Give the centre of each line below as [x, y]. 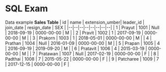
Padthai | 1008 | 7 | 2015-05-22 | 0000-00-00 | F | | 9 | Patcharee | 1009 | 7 [82, 59]
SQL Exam [27, 9]
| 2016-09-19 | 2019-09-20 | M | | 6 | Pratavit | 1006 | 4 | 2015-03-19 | [76, 48]
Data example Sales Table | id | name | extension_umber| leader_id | [75, 22]
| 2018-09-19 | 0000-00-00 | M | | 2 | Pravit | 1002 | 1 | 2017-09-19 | [74, 33]
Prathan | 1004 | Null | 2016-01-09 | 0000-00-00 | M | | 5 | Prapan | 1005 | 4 [83, 43]
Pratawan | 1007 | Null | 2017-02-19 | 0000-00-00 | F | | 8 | [99, 54]
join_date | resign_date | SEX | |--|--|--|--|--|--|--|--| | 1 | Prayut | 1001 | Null [82, 27]
